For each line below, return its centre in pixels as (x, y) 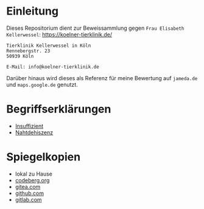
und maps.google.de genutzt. (42, 84)
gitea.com (28, 187)
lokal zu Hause (34, 174)
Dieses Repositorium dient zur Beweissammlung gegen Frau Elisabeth (95, 28)
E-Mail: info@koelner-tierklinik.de (53, 67)
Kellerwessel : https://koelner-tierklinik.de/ (59, 34)
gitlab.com (28, 199)
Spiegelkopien (44, 157)
